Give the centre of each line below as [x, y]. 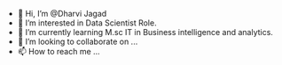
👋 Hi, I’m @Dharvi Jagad [62, 14]
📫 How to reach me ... [59, 51]
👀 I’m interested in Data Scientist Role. [87, 23]
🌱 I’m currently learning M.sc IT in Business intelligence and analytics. [145, 32]
